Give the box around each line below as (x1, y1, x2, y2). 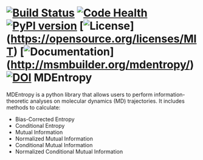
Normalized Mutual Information (15, 134, 93, 142)
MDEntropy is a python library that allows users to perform (6, 91, 153, 98)
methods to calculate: (6, 103, 61, 111)
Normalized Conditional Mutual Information (15, 148, 123, 155)
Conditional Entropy (15, 122, 65, 129)
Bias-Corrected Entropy (15, 116, 75, 123)
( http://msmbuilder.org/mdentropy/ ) (6, 58, 194, 72)
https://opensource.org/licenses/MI (10, 32, 197, 46)
